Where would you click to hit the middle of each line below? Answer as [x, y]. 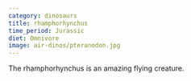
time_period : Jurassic [46, 30]
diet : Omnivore [34, 38]
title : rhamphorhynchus [48, 23]
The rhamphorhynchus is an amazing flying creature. [96, 68]
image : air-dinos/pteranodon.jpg [64, 46]
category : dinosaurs [43, 16]
